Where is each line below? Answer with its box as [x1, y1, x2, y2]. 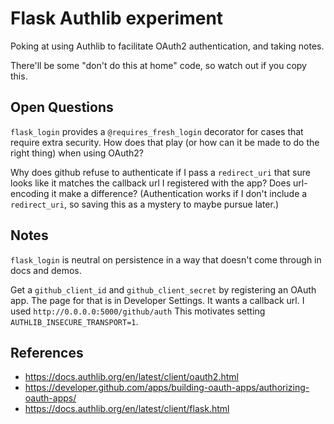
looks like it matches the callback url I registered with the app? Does [10, 177, 292, 189]
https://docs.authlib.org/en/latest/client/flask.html [24, 403, 230, 415]
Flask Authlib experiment [10, 7, 224, 30]
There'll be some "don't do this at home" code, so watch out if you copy [10, 59, 307, 71]
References [10, 344, 84, 361]
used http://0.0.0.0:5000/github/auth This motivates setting [10, 305, 266, 317]
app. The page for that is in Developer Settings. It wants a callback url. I [10, 294, 305, 306]
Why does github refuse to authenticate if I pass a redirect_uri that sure [10, 166, 311, 178]
